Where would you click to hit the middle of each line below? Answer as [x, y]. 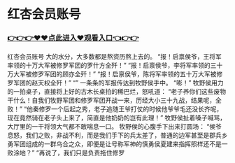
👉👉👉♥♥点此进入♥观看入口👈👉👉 [73, 38]
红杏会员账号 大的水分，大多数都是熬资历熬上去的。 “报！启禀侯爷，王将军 [115, 57]
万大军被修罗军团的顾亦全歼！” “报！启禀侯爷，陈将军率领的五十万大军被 [112, 74]
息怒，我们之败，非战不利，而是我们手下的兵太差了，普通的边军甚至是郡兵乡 [117, 135]
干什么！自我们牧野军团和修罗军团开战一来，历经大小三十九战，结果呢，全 [114, 100]
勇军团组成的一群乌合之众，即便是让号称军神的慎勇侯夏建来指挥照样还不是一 [117, 144]
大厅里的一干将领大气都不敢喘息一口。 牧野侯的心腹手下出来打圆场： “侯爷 [115, 127]
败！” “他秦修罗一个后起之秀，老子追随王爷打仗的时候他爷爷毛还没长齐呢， [115, 109]
